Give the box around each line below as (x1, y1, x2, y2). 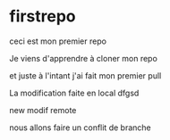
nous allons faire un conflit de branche (9, 122, 151, 133)
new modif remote (9, 104, 77, 115)
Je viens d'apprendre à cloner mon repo (9, 53, 158, 63)
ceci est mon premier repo (9, 36, 107, 46)
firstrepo (9, 6, 76, 27)
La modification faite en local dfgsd (9, 87, 140, 98)
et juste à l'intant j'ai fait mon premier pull (9, 70, 162, 81)
